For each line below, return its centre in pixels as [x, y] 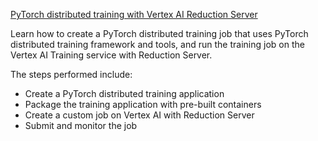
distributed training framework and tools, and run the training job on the [157, 44]
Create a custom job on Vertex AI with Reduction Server [139, 115]
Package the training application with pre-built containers [143, 104]
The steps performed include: [71, 74]
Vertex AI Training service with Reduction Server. [111, 55]
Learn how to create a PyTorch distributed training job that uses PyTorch [159, 33]
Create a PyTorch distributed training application [124, 93]
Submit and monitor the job [81, 125]
